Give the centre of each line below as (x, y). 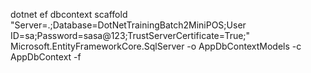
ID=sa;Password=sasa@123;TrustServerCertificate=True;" (130, 35)
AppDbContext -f (46, 57)
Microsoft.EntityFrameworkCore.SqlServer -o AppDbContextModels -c (156, 46)
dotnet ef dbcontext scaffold (69, 14)
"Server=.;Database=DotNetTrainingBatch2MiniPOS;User (128, 25)
